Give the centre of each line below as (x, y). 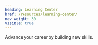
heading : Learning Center (31, 10)
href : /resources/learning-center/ (41, 14)
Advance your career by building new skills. (49, 37)
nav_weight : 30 (21, 19)
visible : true (20, 23)
